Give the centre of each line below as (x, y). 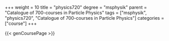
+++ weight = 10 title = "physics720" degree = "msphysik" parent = (76, 7)
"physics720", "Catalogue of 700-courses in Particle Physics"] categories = (84, 18)
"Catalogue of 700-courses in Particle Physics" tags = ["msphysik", (76, 13)
